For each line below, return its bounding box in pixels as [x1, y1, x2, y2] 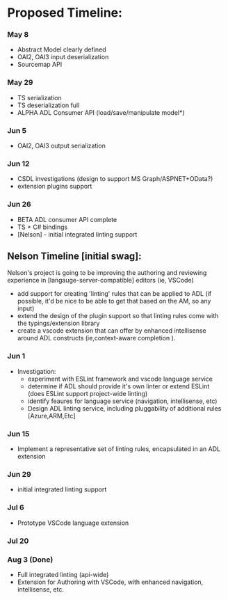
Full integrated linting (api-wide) [17, 570, 109, 578]
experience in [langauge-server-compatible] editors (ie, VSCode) [7, 276, 194, 285]
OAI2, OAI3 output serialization [17, 141, 106, 150]
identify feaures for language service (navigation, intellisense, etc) [27, 397, 218, 405]
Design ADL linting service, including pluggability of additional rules [27, 404, 222, 412]
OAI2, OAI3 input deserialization [17, 53, 109, 61]
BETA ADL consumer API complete [17, 215, 117, 223]
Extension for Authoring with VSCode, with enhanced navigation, [17, 578, 204, 586]
